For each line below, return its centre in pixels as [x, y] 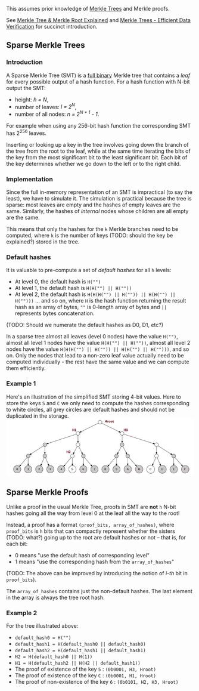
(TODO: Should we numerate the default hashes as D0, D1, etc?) [85, 325]
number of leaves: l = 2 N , [46, 106]
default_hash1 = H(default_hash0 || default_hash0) [80, 644]
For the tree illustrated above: [42, 626]
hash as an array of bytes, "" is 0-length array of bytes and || [91, 307]
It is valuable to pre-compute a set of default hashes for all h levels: [89, 270]
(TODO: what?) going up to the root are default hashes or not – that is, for [96, 537]
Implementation [30, 179]
